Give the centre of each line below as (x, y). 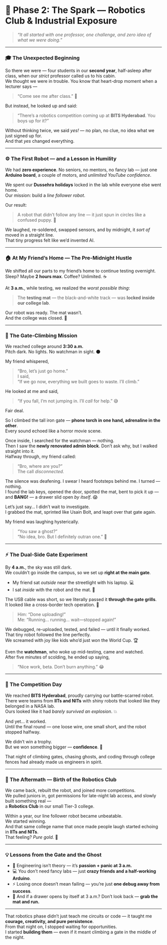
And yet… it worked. (26, 721)
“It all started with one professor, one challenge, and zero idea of (84, 34)
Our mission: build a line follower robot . (45, 195)
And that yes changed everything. (40, 141)
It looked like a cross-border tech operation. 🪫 (52, 605)
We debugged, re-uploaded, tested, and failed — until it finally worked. (78, 630)
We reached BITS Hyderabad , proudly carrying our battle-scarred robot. (80, 695)
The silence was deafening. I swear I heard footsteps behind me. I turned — (83, 481)
